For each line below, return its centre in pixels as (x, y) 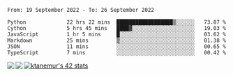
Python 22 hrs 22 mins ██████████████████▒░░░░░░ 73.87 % (117, 22)
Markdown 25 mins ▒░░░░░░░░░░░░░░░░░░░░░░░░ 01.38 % (117, 40)
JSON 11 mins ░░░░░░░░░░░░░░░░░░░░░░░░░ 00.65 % (117, 47)
